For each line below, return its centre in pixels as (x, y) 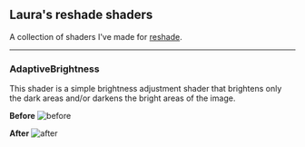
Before (23, 116)
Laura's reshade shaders (81, 15)
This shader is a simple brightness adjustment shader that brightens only (146, 89)
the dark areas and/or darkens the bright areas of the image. (123, 98)
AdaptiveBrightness (54, 69)
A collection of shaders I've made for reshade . (96, 36)
